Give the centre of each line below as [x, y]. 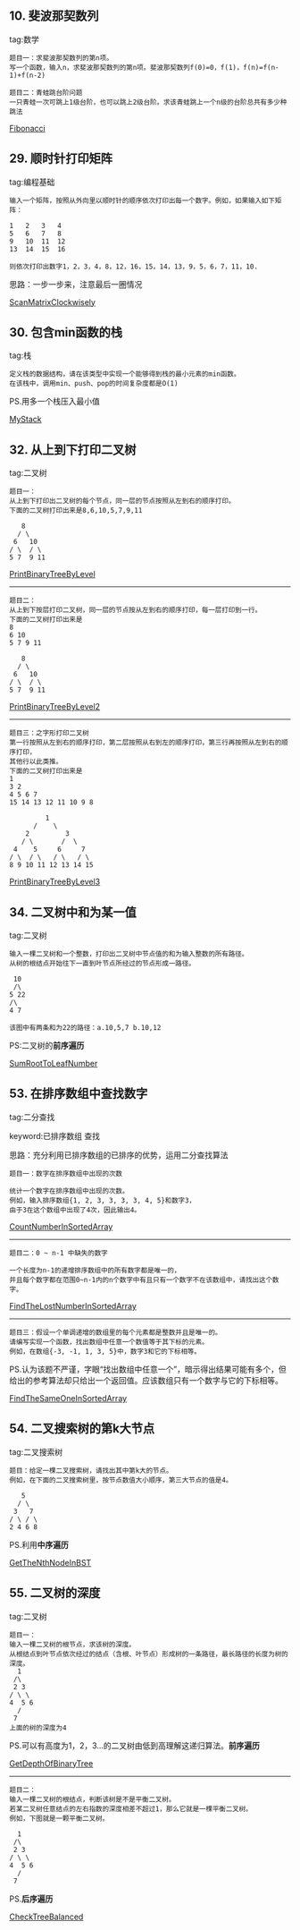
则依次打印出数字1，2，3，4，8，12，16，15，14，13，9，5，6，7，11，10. [134, 267]
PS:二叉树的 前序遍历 [47, 1046]
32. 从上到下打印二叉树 [73, 450]
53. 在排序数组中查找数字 [79, 1094]
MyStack [25, 420]
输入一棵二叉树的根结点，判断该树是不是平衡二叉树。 [92, 1799]
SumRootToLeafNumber [54, 1064]
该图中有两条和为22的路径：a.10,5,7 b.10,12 [85, 1028]
